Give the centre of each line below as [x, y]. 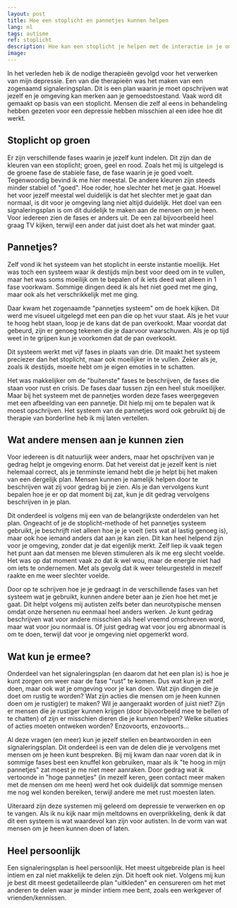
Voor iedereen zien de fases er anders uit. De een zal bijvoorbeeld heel [110, 217]
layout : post [26, 14]
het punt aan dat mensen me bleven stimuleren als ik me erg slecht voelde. [116, 553]
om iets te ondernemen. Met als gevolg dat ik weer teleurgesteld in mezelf [115, 568]
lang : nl [20, 27]
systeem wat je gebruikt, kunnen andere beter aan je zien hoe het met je [113, 597]
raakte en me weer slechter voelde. [59, 575]
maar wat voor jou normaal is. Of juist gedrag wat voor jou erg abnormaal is [117, 627]
